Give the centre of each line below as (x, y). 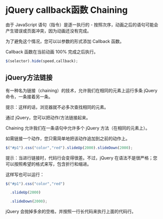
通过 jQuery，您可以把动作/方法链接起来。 (48, 117)
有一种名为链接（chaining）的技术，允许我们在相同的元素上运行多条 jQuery (81, 90)
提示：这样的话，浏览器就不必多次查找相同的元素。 (57, 107)
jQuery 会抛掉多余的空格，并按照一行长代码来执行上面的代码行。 (71, 212)
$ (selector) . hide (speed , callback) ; (42, 61)
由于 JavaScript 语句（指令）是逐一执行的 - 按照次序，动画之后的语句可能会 (82, 25)
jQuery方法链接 (29, 78)
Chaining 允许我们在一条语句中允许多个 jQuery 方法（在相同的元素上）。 (78, 128)
